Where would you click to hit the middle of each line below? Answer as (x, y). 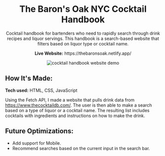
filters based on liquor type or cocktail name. (83, 43)
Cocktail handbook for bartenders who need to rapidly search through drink (83, 33)
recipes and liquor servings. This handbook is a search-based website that (83, 39)
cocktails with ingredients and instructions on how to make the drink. (75, 116)
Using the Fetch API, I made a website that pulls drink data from (70, 100)
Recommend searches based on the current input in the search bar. (81, 148)
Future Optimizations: (39, 131)
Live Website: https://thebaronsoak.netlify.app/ (83, 53)
